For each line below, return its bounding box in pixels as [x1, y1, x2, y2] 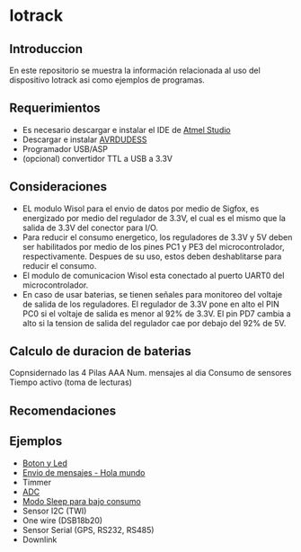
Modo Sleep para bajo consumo [22, 495, 141, 506]
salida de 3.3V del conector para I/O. [22, 222, 159, 233]
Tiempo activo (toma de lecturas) [9, 377, 133, 387]
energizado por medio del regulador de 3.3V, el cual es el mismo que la [22, 212, 286, 223]
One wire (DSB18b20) [22, 514, 103, 526]
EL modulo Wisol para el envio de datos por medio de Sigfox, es [22, 203, 260, 214]
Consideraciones [9, 179, 108, 194]
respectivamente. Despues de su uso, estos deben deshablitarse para [22, 251, 282, 262]
